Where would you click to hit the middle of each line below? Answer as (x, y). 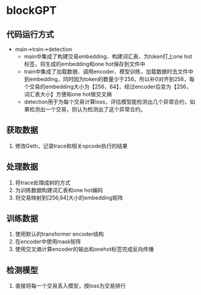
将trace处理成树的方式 (43, 183)
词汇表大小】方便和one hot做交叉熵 (68, 94)
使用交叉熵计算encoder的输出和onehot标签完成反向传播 (84, 249)
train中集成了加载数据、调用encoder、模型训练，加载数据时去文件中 (109, 71)
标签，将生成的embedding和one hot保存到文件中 (85, 64)
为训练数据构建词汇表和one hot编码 (59, 190)
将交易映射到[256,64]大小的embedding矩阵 (69, 198)
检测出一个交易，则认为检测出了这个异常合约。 (88, 109)
